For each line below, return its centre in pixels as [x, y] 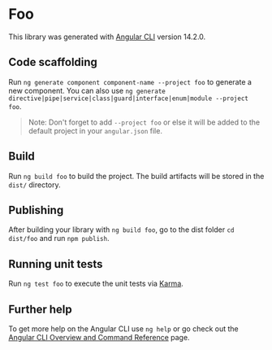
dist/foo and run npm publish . [59, 238]
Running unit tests [56, 264]
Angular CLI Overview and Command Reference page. [99, 337]
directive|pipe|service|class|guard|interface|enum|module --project [129, 98]
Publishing [36, 210]
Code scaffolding [53, 62]
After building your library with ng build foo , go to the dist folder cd [121, 230]
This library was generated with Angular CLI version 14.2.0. [107, 37]
